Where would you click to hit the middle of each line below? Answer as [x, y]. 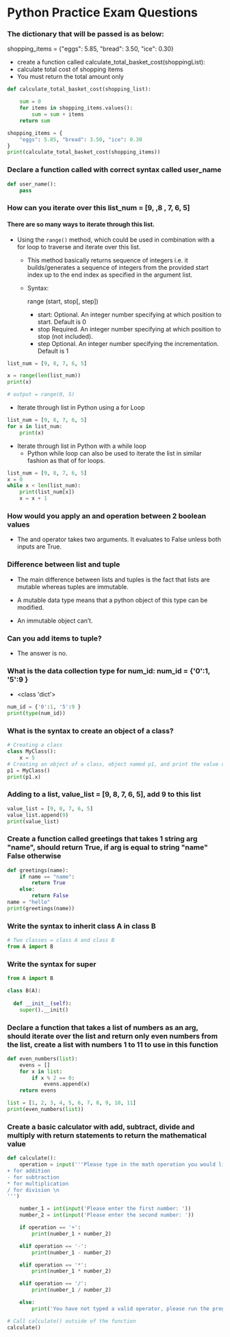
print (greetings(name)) [41, 908]
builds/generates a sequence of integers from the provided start [118, 267]
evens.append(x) [67, 1084]
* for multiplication [38, 1184]
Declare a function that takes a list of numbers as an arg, [103, 1027]
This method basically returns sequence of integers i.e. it [107, 260]
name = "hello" [29, 902]
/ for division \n [33, 1190]
